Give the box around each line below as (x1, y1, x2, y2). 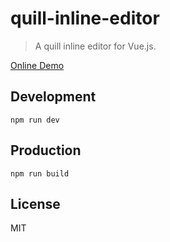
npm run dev (10, 115, 60, 125)
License (10, 195, 61, 212)
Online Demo (10, 59, 65, 71)
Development (10, 88, 97, 106)
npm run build (10, 168, 70, 179)
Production (10, 142, 82, 159)
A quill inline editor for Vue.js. (34, 40, 157, 52)
